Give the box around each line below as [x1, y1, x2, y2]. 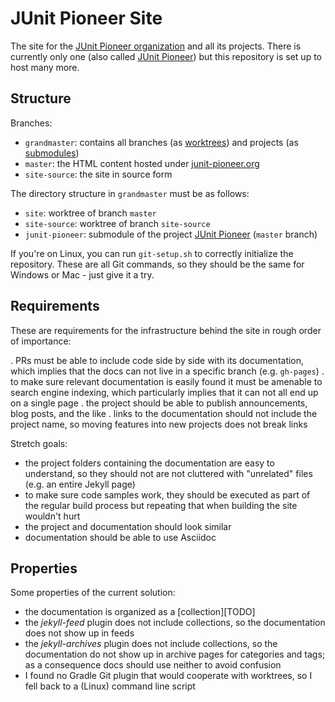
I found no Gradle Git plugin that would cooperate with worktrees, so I [24, 670, 313, 682]
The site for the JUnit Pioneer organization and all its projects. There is [10, 40, 302, 52]
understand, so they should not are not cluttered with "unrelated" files [24, 467, 313, 479]
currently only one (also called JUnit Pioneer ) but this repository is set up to [10, 50, 322, 62]
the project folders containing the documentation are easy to [24, 457, 275, 469]
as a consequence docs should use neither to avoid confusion [24, 659, 282, 671]
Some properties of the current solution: [10, 587, 176, 599]
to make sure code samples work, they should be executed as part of [24, 488, 311, 501]
